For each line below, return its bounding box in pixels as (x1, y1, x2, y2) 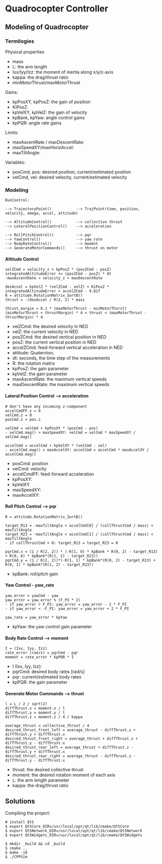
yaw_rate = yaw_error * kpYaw (5, 615, 68, 620)
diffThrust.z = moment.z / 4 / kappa (5, 715, 83, 720)
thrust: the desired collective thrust (12, 767, 84, 773)
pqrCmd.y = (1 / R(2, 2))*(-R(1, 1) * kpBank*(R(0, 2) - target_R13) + (5, 558, 156, 563)
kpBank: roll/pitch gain (12, 571, 58, 577)
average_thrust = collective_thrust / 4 (5, 723, 90, 729)
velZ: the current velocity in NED (12, 329, 79, 335)
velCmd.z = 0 (5, 412, 32, 417)
